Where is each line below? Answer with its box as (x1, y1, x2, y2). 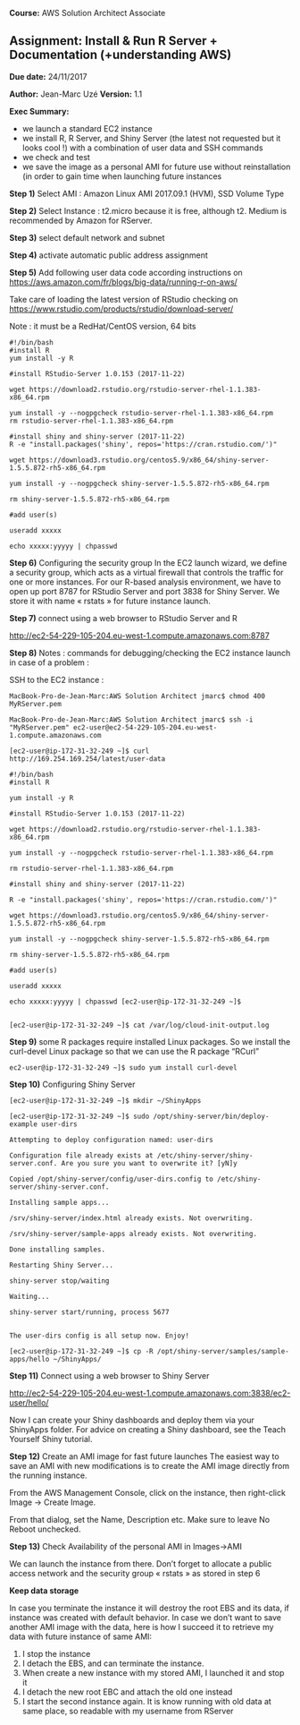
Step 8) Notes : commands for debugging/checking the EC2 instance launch (9, 647, 291, 658)
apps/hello (9, 1354, 50, 1363)
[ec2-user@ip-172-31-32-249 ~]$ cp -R (9, 1346, 154, 1355)
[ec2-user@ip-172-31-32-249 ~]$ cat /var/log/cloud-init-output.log (9, 1020, 270, 1029)
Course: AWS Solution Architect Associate (9, 8, 166, 18)
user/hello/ (9, 1396, 49, 1408)
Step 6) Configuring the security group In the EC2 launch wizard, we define (9, 557, 287, 568)
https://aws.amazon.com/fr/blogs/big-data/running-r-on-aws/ (9, 277, 238, 287)
